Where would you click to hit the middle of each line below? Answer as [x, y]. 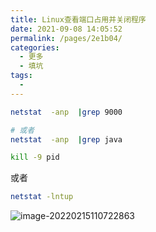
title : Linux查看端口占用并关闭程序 [78, 19]
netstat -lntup [42, 197]
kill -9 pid [35, 157]
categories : [35, 47]
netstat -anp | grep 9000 [66, 112]
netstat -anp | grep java [66, 139]
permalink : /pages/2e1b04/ [66, 38]
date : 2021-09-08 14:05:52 [66, 29]
